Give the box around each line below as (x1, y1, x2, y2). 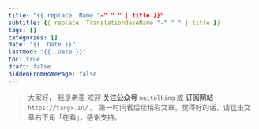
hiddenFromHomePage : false (8, 70, 97, 78)
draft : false (8, 63, 51, 71)
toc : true (8, 56, 41, 64)
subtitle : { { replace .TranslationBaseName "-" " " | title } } (8, 19, 221, 27)
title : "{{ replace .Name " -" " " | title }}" (8, 11, 164, 20)
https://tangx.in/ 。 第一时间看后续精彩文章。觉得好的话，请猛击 (27, 102, 245, 112)
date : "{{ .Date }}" (8, 41, 77, 49)
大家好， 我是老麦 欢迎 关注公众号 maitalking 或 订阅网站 (27, 92, 214, 102)
